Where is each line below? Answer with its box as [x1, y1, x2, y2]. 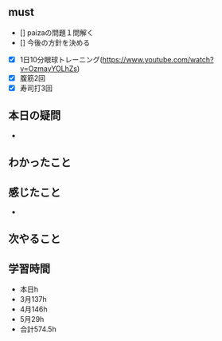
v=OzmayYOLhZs [19, 63, 78, 73]
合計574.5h [19, 324, 57, 334]
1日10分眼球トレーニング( [19, 54, 103, 64]
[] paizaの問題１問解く [19, 27, 94, 38]
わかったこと [8, 156, 72, 169]
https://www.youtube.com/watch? [102, 54, 214, 64]
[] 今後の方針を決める [19, 38, 90, 47]
